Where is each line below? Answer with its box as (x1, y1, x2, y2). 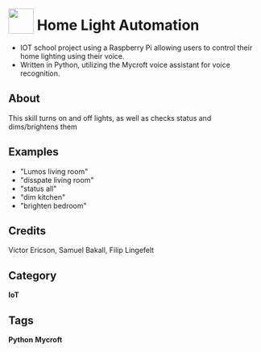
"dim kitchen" (19, 192, 66, 201)
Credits (8, 224, 47, 238)
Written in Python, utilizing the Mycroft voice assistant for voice (19, 60, 231, 69)
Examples (8, 145, 59, 159)
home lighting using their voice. (19, 51, 125, 60)
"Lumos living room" (19, 166, 89, 176)
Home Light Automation (36, 16, 200, 35)
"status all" (19, 184, 57, 193)
